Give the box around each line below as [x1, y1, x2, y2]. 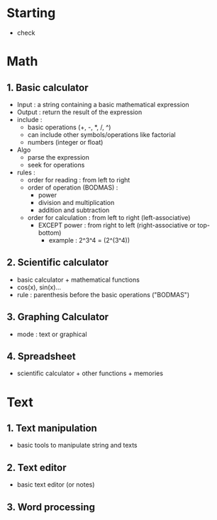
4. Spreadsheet [6, 350, 76, 363]
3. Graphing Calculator [6, 311, 109, 323]
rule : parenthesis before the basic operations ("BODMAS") [16, 290, 189, 299]
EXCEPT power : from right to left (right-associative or [38, 221, 196, 229]
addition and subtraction [38, 206, 110, 214]
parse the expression [27, 153, 89, 161]
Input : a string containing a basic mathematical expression [16, 100, 189, 109]
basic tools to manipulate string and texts [16, 441, 138, 450]
